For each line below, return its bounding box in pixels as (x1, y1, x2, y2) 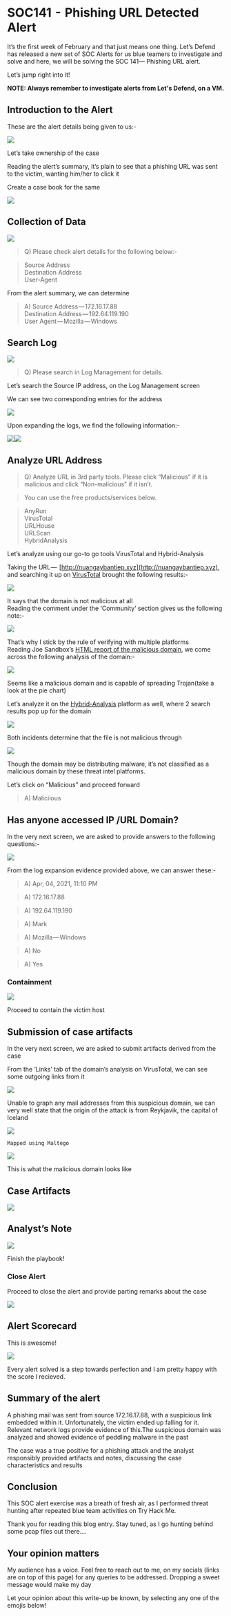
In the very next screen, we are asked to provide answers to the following (7, 832, 216, 841)
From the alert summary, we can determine (7, 288, 130, 297)
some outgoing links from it (7, 1072, 85, 1081)
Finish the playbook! (7, 1254, 65, 1262)
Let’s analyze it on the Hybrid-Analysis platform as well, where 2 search (7, 700, 211, 708)
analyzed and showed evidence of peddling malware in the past (7, 1433, 189, 1441)
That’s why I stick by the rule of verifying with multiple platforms (7, 638, 190, 646)
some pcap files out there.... (7, 1527, 88, 1536)
